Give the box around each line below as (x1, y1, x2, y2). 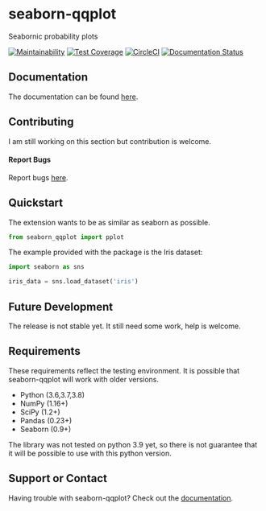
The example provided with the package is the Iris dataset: (8, 247, 203, 258)
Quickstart (8, 196, 64, 210)
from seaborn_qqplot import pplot (8, 233, 125, 241)
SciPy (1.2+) (19, 407, 60, 417)
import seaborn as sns (8, 263, 85, 271)
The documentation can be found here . (8, 92, 139, 101)
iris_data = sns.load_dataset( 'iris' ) (8, 278, 139, 286)
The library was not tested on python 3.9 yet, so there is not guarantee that (8, 439, 258, 449)
